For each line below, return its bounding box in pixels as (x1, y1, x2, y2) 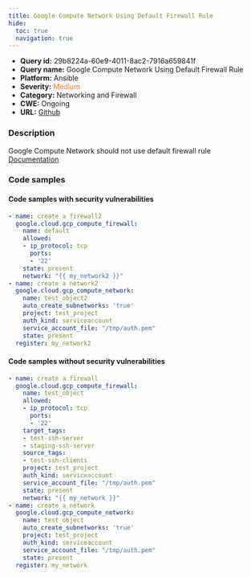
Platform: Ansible (19, 73, 79, 83)
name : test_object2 (22, 294, 88, 302)
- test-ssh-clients (22, 456, 88, 464)
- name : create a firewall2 (8, 212, 103, 220)
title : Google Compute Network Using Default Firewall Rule (8, 11, 214, 20)
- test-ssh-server (22, 434, 84, 442)
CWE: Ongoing (19, 99, 71, 108)
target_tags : (22, 427, 67, 435)
